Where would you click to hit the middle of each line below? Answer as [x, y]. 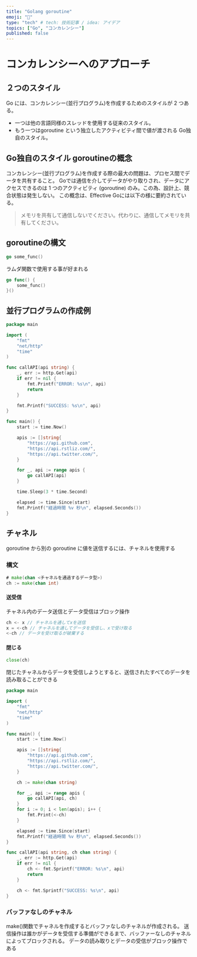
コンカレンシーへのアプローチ [79, 64]
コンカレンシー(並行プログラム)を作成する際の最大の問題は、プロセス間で [96, 173]
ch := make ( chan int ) [33, 583]
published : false [27, 34]
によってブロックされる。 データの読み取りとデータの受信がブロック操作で [97, 941]
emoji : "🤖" [19, 17]
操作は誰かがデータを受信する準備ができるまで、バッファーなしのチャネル [101, 933]
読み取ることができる [32, 679]
